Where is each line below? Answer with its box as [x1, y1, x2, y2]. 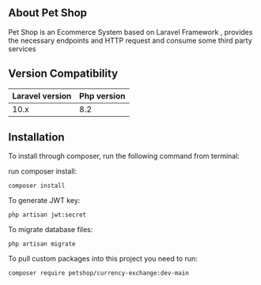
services [8, 43, 36, 54]
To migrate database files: [8, 225, 93, 234]
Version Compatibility [8, 67, 119, 81]
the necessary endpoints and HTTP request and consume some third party [8, 36, 253, 45]
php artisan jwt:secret [8, 211, 87, 219]
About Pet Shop [8, 6, 88, 20]
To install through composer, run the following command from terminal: [8, 152, 240, 161]
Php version [78, 90, 126, 101]
